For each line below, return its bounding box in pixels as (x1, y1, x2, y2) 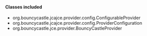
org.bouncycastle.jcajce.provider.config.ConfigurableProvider (12, 15, 141, 21)
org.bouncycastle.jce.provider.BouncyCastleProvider (12, 25, 122, 32)
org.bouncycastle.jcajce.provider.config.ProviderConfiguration (12, 20, 142, 26)
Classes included (5, 4, 42, 10)
